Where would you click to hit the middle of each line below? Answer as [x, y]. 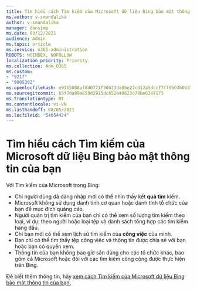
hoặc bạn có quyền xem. [45, 246]
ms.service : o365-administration [47, 50]
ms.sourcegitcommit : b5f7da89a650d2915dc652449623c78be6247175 [85, 93]
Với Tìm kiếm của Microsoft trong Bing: [53, 185]
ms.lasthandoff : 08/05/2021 [40, 110]
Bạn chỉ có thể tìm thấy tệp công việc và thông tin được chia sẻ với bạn [100, 240]
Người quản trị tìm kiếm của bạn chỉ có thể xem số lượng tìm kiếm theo [100, 215]
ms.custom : [19, 72]
